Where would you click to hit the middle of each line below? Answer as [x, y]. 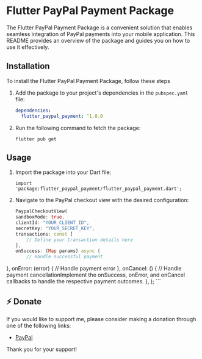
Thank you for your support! [42, 349]
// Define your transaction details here [80, 240]
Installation [28, 66]
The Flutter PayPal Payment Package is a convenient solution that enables [99, 27]
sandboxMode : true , [40, 217]
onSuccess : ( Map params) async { [58, 251]
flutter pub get [36, 139]
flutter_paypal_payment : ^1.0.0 [62, 116]
